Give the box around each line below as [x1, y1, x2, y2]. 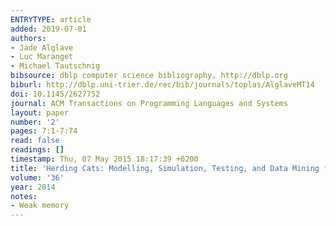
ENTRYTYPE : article [10, 14, 92, 25]
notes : [10, 191, 38, 201]
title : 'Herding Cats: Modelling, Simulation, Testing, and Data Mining [10, 163, 320, 173]
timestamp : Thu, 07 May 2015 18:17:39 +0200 [10, 154, 199, 164]
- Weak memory [10, 201, 70, 211]
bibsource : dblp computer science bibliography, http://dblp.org [10, 71, 288, 81]
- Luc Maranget [10, 52, 74, 62]
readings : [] [10, 145, 65, 155]
